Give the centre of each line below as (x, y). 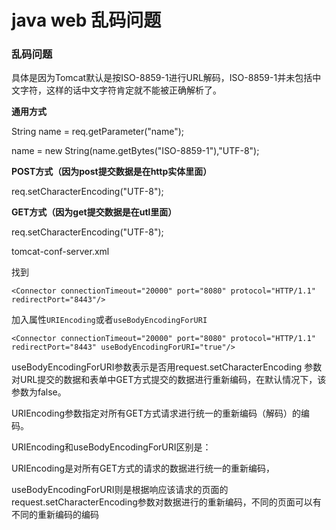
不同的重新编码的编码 (55, 515)
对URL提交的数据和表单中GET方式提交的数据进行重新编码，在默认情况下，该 (169, 380)
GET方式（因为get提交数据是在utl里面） (94, 212)
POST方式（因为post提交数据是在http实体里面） (112, 172)
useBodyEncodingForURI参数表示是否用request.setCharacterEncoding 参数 (167, 367)
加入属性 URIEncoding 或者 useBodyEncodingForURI (109, 320)
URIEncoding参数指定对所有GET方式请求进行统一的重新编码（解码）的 (156, 413)
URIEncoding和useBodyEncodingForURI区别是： (111, 447)
